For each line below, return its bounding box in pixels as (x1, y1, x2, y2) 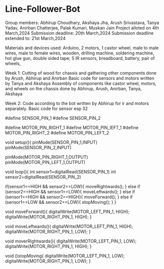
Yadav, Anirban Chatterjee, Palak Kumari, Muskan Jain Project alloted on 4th (5, 25, 159, 30)
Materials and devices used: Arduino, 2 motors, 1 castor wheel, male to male (5, 45, 159, 51)
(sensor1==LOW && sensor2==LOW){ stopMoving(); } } (5, 199, 117, 205)
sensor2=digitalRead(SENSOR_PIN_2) (5, 174, 81, 180)
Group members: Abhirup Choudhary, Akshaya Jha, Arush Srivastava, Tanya (5, 20, 159, 26)
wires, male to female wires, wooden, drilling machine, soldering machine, (5, 50, 155, 56)
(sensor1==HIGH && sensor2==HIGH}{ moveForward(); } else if (5, 194, 133, 200)
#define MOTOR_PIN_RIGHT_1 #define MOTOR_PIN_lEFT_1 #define (5, 124, 139, 131)
